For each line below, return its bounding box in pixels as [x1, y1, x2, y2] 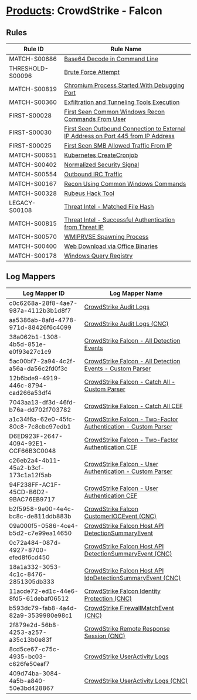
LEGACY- [9, 199, 36, 207]
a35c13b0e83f [9, 635, 52, 644]
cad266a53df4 [9, 388, 52, 397]
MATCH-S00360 [9, 98, 57, 106]
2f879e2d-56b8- [9, 621, 60, 629]
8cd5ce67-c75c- [9, 645, 60, 653]
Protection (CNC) [84, 594, 132, 602]
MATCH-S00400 [9, 242, 57, 250]
